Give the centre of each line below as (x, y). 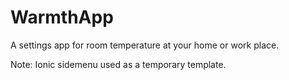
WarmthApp (62, 17)
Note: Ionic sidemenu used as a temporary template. (118, 64)
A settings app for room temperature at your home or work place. (145, 45)
